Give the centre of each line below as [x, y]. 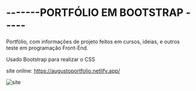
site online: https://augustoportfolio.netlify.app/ [63, 70]
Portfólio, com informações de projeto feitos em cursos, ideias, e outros [93, 41]
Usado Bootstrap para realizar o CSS [51, 59]
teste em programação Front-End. [47, 48]
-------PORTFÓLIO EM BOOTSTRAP [95, 13]
